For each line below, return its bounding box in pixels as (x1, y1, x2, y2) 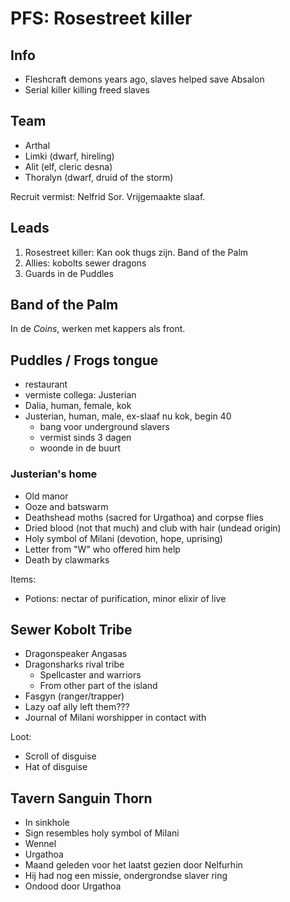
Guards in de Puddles (24, 267, 114, 279)
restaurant (24, 378, 68, 391)
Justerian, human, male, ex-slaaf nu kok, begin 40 (24, 410, 232, 422)
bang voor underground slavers (39, 421, 170, 433)
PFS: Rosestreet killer (10, 7, 193, 30)
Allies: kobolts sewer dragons (24, 257, 147, 269)
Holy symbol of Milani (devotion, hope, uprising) (24, 532, 223, 544)
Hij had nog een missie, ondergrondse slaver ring (24, 870, 228, 882)
